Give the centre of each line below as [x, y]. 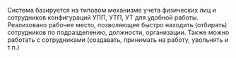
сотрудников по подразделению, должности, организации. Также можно [118, 32]
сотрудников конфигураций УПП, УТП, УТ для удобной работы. [103, 17]
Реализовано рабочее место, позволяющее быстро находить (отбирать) [117, 25]
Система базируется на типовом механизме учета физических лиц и [112, 10]
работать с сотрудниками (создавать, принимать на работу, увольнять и [118, 40]
